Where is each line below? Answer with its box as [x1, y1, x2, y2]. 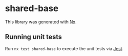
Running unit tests [5, 33, 62, 41]
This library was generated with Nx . [5, 19, 77, 25]
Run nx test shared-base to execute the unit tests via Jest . [5, 45, 124, 51]
